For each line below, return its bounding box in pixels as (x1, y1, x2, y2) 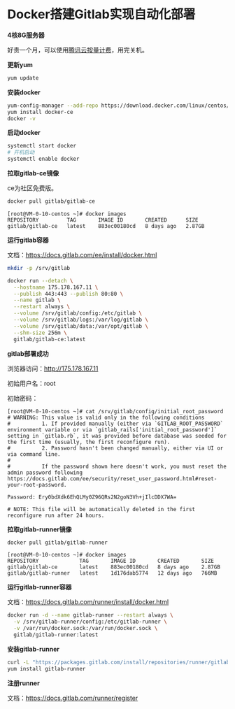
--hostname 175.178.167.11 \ (13, 284, 99, 291)
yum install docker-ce (7, 108, 73, 115)
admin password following (7, 469, 83, 476)
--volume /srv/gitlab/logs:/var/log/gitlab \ (13, 316, 149, 324)
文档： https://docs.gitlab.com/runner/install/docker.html (7, 598, 169, 606)
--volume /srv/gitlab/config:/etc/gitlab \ (13, 310, 142, 317)
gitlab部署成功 (7, 349, 49, 357)
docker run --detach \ (7, 277, 73, 284)
